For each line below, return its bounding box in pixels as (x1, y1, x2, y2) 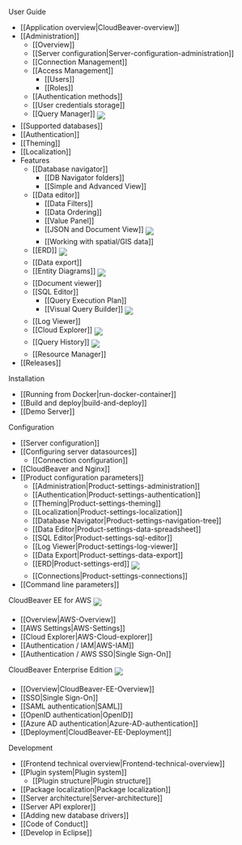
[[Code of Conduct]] (19, 819, 89, 829)
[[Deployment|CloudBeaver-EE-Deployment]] (19, 727, 172, 737)
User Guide (8, 7, 47, 16)
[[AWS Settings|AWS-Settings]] (19, 623, 125, 632)
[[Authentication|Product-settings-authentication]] (32, 490, 201, 499)
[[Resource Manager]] (32, 349, 107, 359)
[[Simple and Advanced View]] (44, 182, 147, 191)
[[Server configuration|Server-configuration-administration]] (32, 49, 235, 58)
